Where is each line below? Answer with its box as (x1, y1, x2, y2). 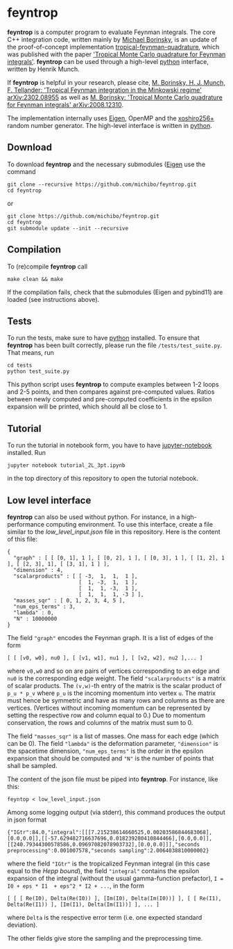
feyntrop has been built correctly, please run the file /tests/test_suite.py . (7, 341, 223, 349)
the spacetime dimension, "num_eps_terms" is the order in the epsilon (7, 747, 204, 755)
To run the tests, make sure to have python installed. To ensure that (7, 334, 200, 342)
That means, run (7, 349, 54, 357)
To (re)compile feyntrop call (7, 262, 88, 271)
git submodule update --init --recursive (7, 225, 129, 232)
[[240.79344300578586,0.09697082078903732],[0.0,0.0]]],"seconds (7, 841, 200, 848)
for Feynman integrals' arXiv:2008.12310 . (7, 100, 123, 109)
